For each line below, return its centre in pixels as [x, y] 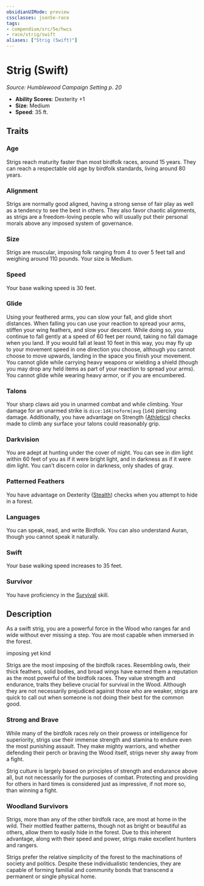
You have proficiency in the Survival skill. [58, 595]
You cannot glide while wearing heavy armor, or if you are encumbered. [96, 375]
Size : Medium [33, 105]
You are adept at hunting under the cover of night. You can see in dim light [100, 453]
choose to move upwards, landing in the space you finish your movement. [99, 356]
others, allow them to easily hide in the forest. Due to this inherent [89, 832]
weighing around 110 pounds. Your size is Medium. [70, 259]
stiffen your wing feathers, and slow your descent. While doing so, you [95, 330]
